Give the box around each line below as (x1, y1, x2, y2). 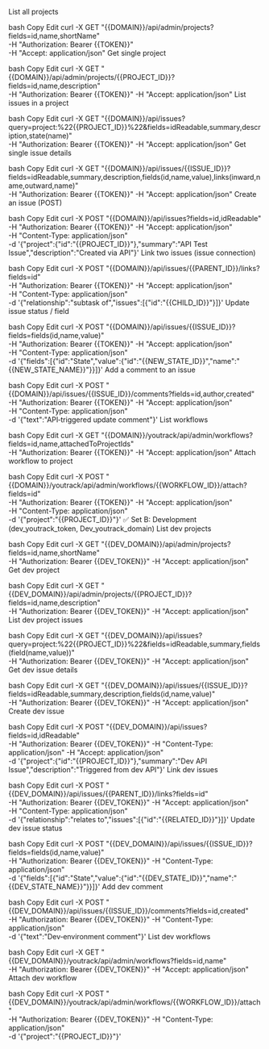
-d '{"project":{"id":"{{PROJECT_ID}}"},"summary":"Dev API (8, 756, 208, 766)
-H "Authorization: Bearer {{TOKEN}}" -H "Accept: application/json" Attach (8, 448, 256, 457)
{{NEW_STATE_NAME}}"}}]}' (8, 365, 103, 374)
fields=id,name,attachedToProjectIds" (8, 439, 134, 449)
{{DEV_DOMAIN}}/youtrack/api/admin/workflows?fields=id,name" (8, 956, 227, 965)
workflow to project (8, 456, 73, 466)
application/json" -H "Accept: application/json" (8, 748, 163, 757)
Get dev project (8, 565, 60, 575)
